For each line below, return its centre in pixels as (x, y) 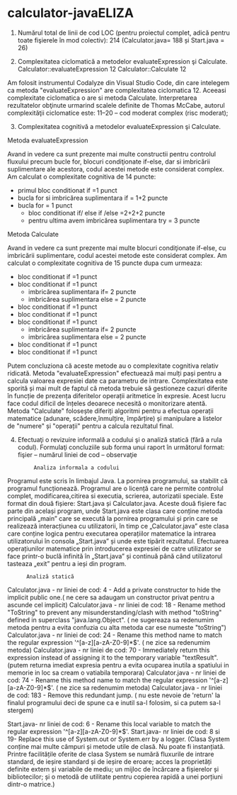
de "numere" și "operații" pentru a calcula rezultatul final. (91, 426)
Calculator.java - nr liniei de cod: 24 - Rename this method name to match (115, 635)
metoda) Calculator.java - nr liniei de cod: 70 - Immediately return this (109, 650)
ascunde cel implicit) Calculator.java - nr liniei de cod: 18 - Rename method (116, 604)
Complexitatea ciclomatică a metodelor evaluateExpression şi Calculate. (122, 61)
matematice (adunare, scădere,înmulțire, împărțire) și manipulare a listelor (115, 418)
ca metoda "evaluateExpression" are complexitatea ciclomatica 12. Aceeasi (117, 90)
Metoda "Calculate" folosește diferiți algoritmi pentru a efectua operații (110, 411)
